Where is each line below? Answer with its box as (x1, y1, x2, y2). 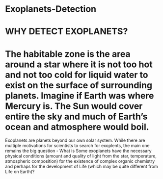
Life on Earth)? (5, 169, 35, 175)
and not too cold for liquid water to (5, 69, 148, 80)
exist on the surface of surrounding (5, 79, 153, 91)
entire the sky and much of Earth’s (5, 111, 148, 122)
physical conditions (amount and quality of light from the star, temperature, (5, 153, 157, 159)
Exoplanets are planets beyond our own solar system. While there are (5, 137, 146, 143)
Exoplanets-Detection (5, 3, 97, 15)
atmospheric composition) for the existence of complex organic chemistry (5, 158, 155, 164)
